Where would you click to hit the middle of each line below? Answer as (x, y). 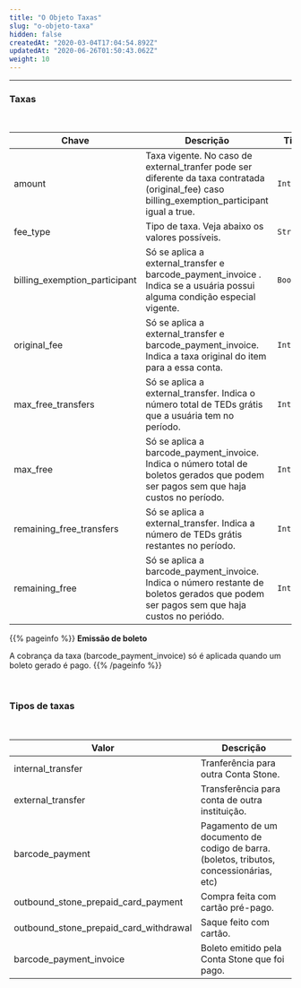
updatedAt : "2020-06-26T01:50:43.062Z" (84, 51)
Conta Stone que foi (242, 958)
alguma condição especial (201, 297)
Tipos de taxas (42, 706)
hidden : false (36, 34)
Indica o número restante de (205, 583)
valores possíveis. (183, 238)
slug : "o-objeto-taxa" (52, 26)
